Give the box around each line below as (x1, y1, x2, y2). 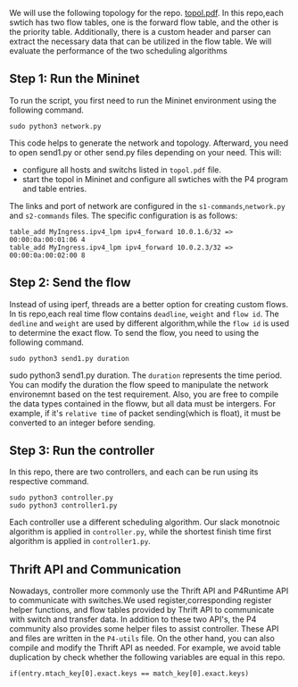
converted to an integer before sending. (9, 417, 156, 428)
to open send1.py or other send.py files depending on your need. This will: (9, 147, 282, 157)
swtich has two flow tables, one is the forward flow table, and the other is (9, 17, 279, 28)
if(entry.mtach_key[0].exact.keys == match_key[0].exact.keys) (9, 669, 250, 678)
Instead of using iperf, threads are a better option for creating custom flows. (9, 298, 288, 309)
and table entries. (21, 183, 87, 194)
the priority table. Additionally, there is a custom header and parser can (9, 27, 271, 37)
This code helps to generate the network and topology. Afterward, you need (9, 138, 289, 148)
